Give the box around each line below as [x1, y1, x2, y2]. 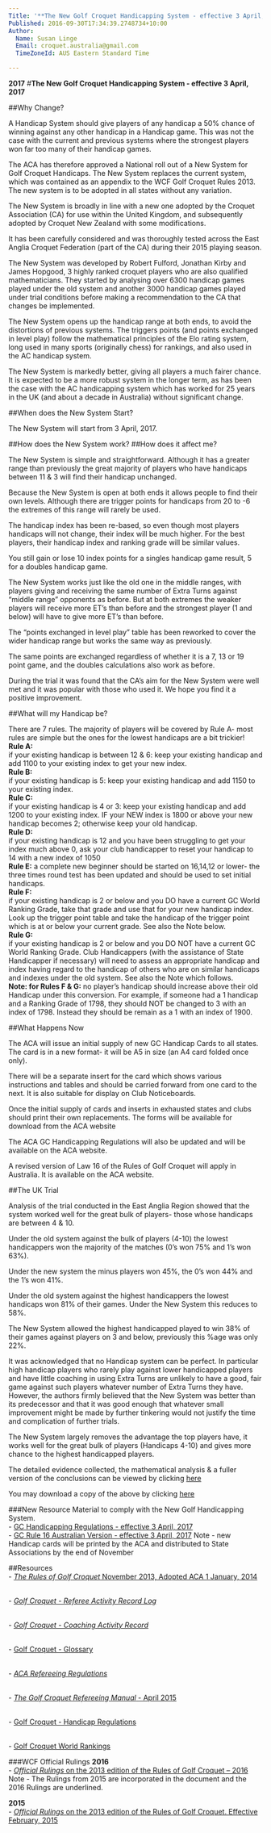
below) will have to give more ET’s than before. [8, 612, 164, 621]
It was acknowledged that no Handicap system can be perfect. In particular [8, 1357, 259, 1366]
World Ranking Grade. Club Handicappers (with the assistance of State [8, 948, 244, 956]
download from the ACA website [8, 1121, 116, 1131]
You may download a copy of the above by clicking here [8, 1489, 195, 1498]
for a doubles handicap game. [8, 562, 108, 571]
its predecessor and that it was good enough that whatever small [8, 1400, 224, 1408]
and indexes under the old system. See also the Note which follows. [8, 973, 234, 982]
